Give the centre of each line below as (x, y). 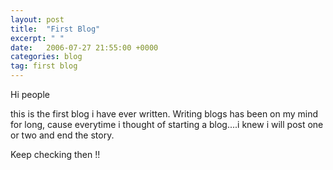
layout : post (37, 19)
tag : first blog (44, 66)
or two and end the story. (62, 135)
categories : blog (46, 57)
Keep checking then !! (55, 154)
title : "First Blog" (55, 29)
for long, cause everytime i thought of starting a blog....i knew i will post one (167, 124)
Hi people (30, 94)
